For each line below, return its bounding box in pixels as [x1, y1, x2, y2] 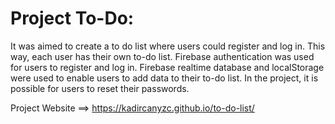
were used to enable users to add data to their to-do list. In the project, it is [10, 72, 319, 84]
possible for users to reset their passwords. [10, 82, 190, 94]
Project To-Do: [10, 7, 135, 30]
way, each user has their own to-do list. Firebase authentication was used [10, 50, 315, 62]
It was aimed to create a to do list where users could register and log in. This [10, 40, 326, 52]
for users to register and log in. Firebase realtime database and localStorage [10, 61, 325, 73]
